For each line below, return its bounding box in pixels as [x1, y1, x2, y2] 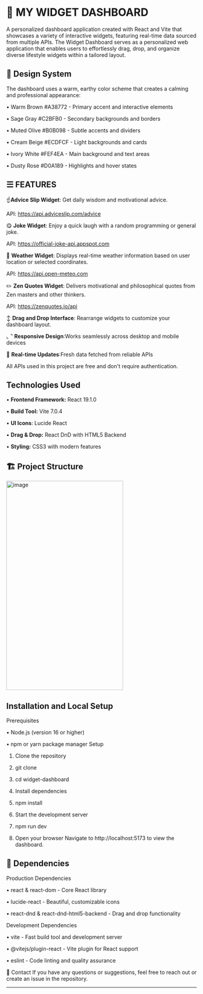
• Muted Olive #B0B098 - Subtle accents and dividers [6, 127, 141, 134]
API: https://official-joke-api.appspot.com [6, 240, 110, 247]
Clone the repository [14, 752, 66, 759]
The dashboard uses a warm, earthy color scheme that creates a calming [6, 85, 188, 92]
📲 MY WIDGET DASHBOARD [6, 5, 149, 19]
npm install [14, 799, 43, 806]
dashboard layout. [6, 321, 51, 328]
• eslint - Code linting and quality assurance [6, 956, 116, 964]
